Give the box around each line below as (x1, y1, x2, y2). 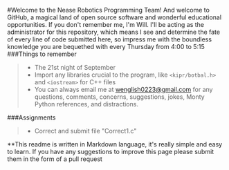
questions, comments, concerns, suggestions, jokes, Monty (34, 93, 205, 101)
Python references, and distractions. (34, 100, 138, 108)
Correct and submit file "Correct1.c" (34, 127, 137, 135)
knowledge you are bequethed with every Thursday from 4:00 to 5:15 (7, 43, 205, 50)
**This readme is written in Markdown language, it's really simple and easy (7, 140, 223, 148)
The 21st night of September (34, 64, 116, 71)
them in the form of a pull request (7, 155, 102, 163)
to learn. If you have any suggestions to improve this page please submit (7, 148, 214, 155)
